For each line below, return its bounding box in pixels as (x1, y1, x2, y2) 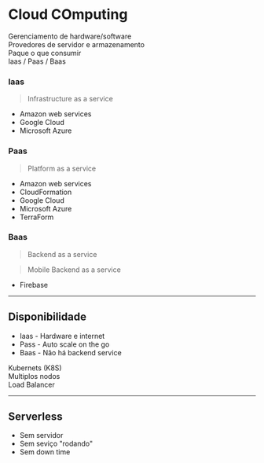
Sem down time (19, 447, 71, 457)
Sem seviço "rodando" (19, 439, 93, 449)
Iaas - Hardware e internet (19, 331, 105, 340)
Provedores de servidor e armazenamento (8, 39, 145, 49)
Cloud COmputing (8, 6, 128, 24)
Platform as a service (27, 164, 97, 173)
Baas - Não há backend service (19, 347, 122, 357)
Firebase (19, 280, 49, 289)
